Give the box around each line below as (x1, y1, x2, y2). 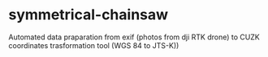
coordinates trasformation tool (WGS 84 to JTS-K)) (8, 40, 179, 50)
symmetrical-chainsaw (8, 6, 169, 24)
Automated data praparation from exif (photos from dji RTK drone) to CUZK (8, 32, 260, 42)
